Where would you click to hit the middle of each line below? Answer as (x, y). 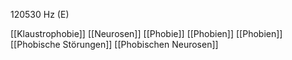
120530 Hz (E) (40, 14)
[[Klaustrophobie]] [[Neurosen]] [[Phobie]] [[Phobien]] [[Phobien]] (146, 33)
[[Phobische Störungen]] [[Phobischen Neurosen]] (114, 44)
